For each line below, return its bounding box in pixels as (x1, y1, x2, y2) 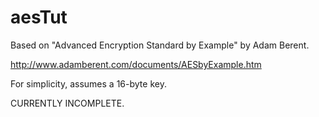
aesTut (10, 6, 68, 29)
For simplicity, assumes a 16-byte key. (10, 77, 167, 90)
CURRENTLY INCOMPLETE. (10, 97, 125, 109)
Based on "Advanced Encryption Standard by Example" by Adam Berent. (10, 39, 310, 51)
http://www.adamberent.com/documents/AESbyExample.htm (10, 58, 262, 70)
